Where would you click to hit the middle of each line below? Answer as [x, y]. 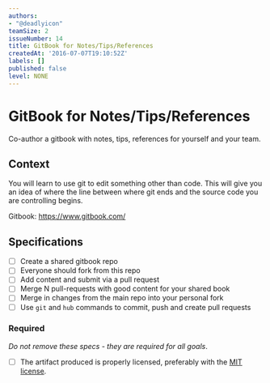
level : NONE [28, 76]
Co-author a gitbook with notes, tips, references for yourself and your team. [135, 138]
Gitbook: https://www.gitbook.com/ [67, 216]
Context [29, 164]
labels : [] [27, 62]
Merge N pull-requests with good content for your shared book [125, 289]
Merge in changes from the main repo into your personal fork [122, 298]
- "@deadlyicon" [36, 23]
